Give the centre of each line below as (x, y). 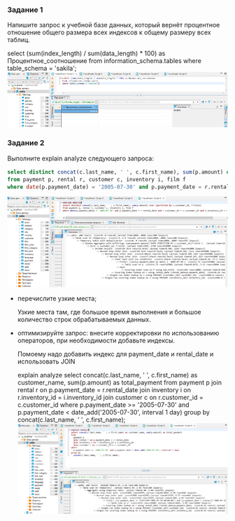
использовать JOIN (46, 361)
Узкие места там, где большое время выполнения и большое (109, 312)
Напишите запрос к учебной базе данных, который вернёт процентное (114, 25)
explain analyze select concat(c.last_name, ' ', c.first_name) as (107, 375)
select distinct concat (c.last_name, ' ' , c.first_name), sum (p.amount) (115, 172)
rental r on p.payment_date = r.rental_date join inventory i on (104, 390)
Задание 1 (25, 10)
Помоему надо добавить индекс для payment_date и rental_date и (115, 354)
